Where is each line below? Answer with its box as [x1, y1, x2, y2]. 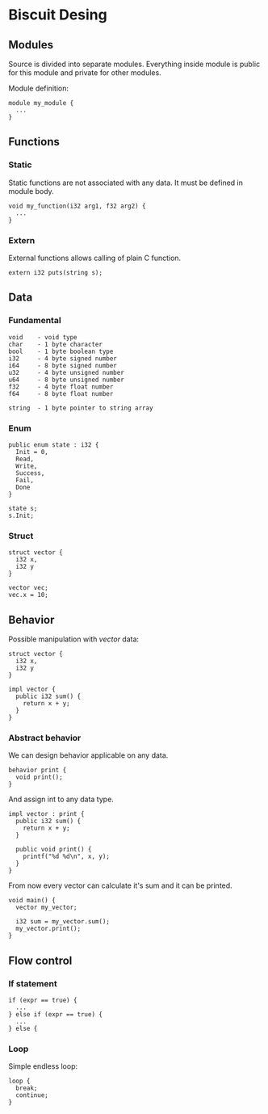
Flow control [8, 953, 73, 967]
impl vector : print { [8, 810, 85, 818]
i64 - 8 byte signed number [8, 361, 117, 369]
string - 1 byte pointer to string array [8, 404, 153, 412]
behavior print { [8, 766, 67, 775]
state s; [8, 504, 38, 512]
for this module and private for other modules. [8, 68, 161, 78]
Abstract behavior [8, 733, 82, 743]
